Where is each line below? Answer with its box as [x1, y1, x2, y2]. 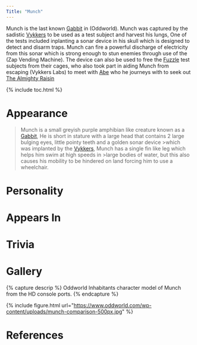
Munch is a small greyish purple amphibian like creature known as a [20, 126, 185, 133]
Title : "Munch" [6, 8, 44, 15]
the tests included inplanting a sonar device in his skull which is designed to [6, 37, 190, 44]
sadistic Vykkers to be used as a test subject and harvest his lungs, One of [6, 31, 187, 38]
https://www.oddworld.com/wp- [73, 302, 152, 309]
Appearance [6, 106, 68, 120]
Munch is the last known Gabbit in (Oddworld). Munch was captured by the [6, 25, 188, 32]
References [6, 329, 64, 342]
